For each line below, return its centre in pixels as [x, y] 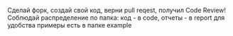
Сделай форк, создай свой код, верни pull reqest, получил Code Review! [116, 10]
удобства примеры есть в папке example [70, 25]
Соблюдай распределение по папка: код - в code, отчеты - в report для [116, 18]
